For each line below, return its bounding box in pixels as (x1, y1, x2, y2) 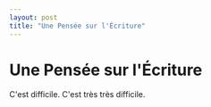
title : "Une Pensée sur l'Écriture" (9, 21, 146, 30)
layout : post (9, 12, 58, 22)
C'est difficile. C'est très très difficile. (9, 89, 146, 100)
